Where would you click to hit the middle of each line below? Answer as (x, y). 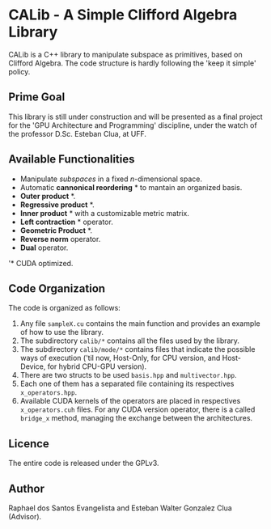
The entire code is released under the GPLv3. (84, 463)
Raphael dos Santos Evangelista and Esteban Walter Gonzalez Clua (120, 508)
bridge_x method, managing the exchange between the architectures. (136, 418)
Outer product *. (48, 196)
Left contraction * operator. (66, 222)
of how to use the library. (61, 332)
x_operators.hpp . (49, 392)
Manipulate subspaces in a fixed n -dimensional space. (111, 179)
